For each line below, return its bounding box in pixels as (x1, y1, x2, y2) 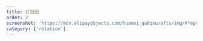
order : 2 (6, 14, 28, 20)
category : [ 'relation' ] (6, 25, 66, 32)
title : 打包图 (6, 8, 39, 15)
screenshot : (6, 20, 36, 26)
